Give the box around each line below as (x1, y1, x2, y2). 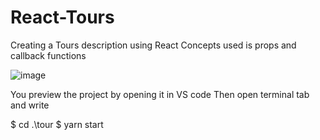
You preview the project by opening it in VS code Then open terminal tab (10, 88, 310, 100)
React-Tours (10, 6, 115, 29)
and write (10, 99, 50, 111)
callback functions (10, 49, 87, 61)
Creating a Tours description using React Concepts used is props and (10, 39, 297, 51)
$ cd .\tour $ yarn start (10, 118, 104, 130)
